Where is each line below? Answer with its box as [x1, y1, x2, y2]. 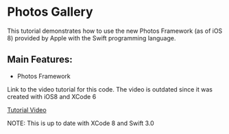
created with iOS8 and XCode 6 [7, 92, 97, 100]
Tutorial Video [7, 105, 47, 113]
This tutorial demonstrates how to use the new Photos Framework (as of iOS [7, 27, 223, 35]
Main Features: [7, 54, 73, 66]
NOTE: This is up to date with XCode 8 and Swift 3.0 [7, 119, 154, 127]
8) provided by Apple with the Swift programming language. [7, 33, 176, 42]
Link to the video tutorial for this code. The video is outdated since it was [7, 85, 213, 93]
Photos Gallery [7, 4, 94, 20]
